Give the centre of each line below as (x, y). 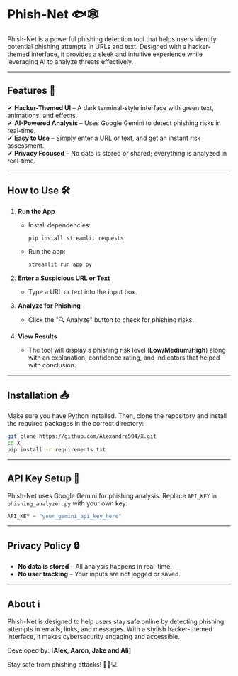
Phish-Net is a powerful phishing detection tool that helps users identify (112, 39)
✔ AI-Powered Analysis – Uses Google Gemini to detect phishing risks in (114, 123)
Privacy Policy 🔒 (44, 546)
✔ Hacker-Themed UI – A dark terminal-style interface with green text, (110, 107)
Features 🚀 (32, 91)
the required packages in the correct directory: (75, 424)
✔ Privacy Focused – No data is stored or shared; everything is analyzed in (117, 153)
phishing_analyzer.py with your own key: (68, 503)
